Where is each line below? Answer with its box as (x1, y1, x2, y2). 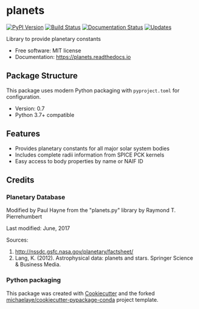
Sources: (6, 236, 29, 244)
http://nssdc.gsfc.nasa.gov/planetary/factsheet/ (14, 248, 133, 255)
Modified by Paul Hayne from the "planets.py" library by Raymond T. (6, 207, 176, 214)
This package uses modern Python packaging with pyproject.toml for (6, 87, 180, 94)
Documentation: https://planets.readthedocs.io (14, 53, 131, 60)
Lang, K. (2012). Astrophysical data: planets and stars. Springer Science (14, 254, 194, 262)
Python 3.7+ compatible (14, 111, 75, 118)
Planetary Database (6, 193, 66, 201)
